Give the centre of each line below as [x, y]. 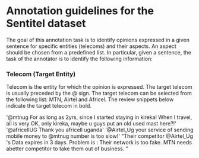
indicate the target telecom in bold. [49, 106]
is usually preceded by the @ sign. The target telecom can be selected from [99, 93]
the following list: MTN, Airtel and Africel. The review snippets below [90, 99]
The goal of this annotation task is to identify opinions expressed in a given [98, 40]
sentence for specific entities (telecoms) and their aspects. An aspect [91, 46]
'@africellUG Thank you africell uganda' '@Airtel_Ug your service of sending [100, 130]
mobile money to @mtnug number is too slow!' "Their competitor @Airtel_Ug [100, 136]
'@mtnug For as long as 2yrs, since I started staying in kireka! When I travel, [99, 117]
